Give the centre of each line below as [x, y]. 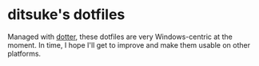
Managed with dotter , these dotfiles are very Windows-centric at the [120, 37]
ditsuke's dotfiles [66, 15]
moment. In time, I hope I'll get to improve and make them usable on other [129, 45]
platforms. [24, 53]
